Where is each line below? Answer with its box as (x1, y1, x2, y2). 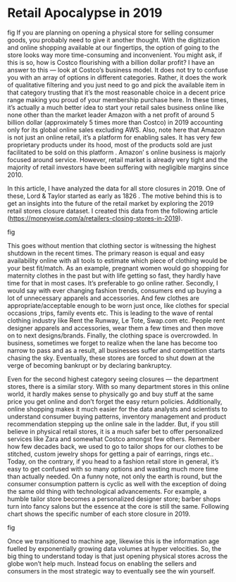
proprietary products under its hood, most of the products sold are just (7, 140, 213, 149)
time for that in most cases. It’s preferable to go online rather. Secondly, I (7, 278, 218, 287)
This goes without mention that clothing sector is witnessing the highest (7, 241, 216, 249)
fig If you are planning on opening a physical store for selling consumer (7, 28, 214, 37)
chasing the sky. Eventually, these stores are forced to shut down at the (7, 354, 215, 362)
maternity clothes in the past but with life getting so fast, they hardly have (7, 271, 221, 280)
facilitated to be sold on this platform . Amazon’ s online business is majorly (7, 148, 226, 156)
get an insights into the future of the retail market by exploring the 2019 (7, 199, 214, 207)
